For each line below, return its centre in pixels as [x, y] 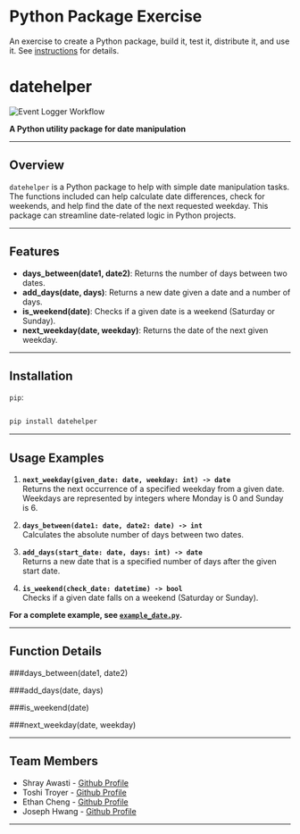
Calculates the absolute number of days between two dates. [133, 534]
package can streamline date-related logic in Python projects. [123, 215]
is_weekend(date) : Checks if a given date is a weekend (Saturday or [148, 311]
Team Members [54, 761]
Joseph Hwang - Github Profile [79, 811]
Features [34, 252]
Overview [37, 166]
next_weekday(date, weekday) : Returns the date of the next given [145, 330]
